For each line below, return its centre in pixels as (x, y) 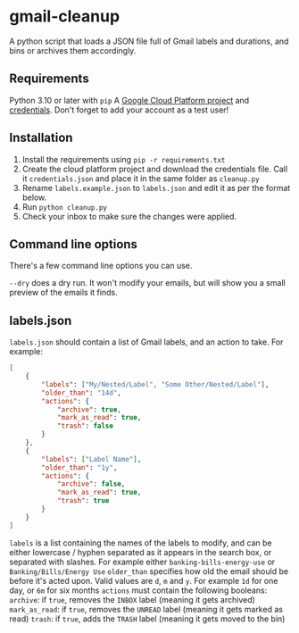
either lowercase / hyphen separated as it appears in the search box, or (141, 552)
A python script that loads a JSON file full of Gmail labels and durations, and (149, 41)
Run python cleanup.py (64, 206)
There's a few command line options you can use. (101, 266)
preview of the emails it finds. (63, 293)
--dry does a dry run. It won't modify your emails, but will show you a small (147, 283)
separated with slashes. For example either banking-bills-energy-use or (142, 562)
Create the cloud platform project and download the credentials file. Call (155, 169)
